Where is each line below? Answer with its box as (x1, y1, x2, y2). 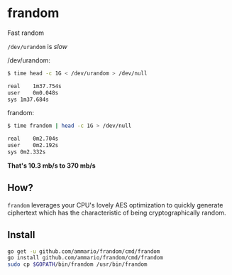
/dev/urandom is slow (7, 42, 67, 50)
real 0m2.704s (7, 135, 59, 143)
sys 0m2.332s (7, 149, 46, 156)
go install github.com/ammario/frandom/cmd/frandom (7, 254, 163, 261)
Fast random (7, 28, 45, 37)
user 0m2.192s (7, 142, 59, 149)
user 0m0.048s (7, 89, 59, 97)
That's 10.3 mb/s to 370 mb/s (7, 161, 96, 170)
